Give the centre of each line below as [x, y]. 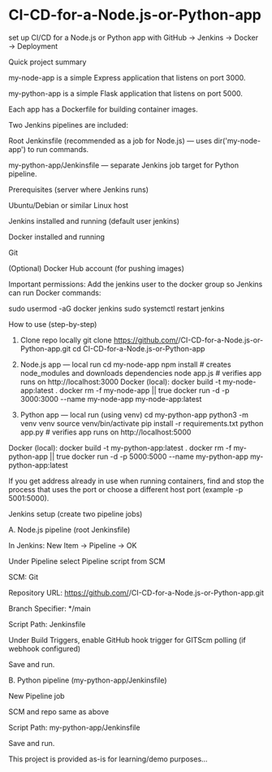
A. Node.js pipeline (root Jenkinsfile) [69, 530]
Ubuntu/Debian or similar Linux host [68, 205]
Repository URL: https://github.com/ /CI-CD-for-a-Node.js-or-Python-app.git [136, 592]
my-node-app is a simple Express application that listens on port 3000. [127, 77]
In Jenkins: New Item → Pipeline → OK [73, 545]
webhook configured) [45, 648]
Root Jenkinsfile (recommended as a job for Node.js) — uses [110, 141]
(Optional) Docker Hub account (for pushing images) [97, 268]
